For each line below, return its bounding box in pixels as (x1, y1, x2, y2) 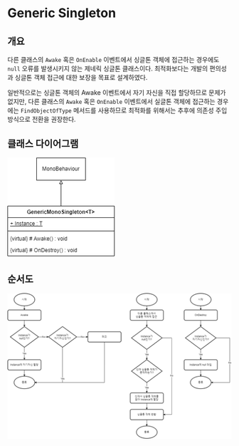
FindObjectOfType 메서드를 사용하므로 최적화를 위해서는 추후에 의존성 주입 (20, 106, 228, 115)
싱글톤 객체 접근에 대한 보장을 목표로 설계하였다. (14, 73, 148, 81)
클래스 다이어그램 (7, 138, 79, 150)
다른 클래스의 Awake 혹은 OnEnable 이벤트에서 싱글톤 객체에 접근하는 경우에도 (7, 56, 220, 63)
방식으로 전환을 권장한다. (7, 115, 76, 123)
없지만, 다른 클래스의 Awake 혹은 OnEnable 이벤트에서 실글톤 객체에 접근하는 (7, 98, 216, 105)
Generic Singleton (7, 5, 116, 21)
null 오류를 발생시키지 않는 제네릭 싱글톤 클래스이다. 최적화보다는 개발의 (7, 64, 208, 73)
